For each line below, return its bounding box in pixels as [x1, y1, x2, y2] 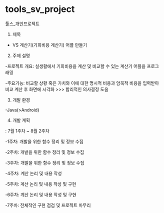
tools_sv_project [5, 3, 75, 15]
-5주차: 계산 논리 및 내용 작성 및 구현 [5, 181, 76, 187]
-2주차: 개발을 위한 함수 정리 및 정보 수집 [5, 149, 84, 155]
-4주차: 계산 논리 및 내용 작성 [5, 170, 62, 176]
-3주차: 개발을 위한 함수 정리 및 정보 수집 [5, 159, 84, 165]
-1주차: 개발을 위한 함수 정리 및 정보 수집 [5, 138, 83, 144]
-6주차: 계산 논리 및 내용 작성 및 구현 [5, 191, 76, 197]
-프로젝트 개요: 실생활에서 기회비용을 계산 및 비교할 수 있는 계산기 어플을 [5, 63, 146, 69]
